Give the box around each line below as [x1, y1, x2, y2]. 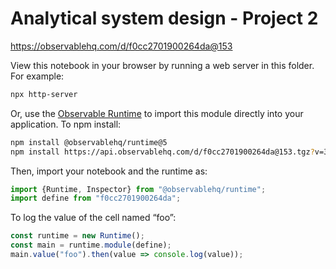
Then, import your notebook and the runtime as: [10, 165, 208, 177]
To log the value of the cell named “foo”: [10, 212, 177, 224]
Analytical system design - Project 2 [10, 7, 319, 30]
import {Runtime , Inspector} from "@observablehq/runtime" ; [10, 184, 267, 194]
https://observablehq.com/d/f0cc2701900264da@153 [10, 40, 233, 52]
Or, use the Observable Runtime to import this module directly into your [10, 107, 304, 119]
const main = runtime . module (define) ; [10, 240, 172, 251]
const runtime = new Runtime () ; [10, 231, 145, 241]
